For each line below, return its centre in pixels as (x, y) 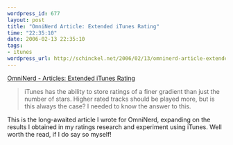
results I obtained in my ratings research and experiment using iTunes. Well (114, 127)
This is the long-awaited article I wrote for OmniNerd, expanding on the (109, 119)
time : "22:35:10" (32, 33)
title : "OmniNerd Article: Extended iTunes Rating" (83, 26)
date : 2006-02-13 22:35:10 (46, 39)
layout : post (26, 20)
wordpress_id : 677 (34, 13)
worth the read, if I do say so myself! (60, 134)
